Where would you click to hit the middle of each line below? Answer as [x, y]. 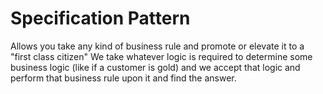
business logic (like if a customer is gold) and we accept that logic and [155, 67]
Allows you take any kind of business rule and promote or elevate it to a [157, 46]
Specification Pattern [100, 18]
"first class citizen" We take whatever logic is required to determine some [161, 56]
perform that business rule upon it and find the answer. [123, 78]
